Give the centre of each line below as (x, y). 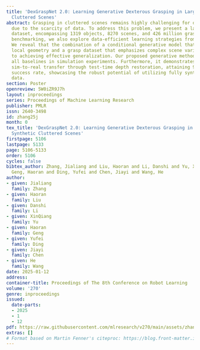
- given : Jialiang (29, 183)
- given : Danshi (26, 205)
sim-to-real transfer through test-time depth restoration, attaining (101, 67)
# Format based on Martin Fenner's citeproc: (63, 338)
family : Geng (28, 233)
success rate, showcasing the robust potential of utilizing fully (97, 73)
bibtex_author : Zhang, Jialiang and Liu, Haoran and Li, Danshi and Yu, (98, 167)
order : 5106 (21, 155)
